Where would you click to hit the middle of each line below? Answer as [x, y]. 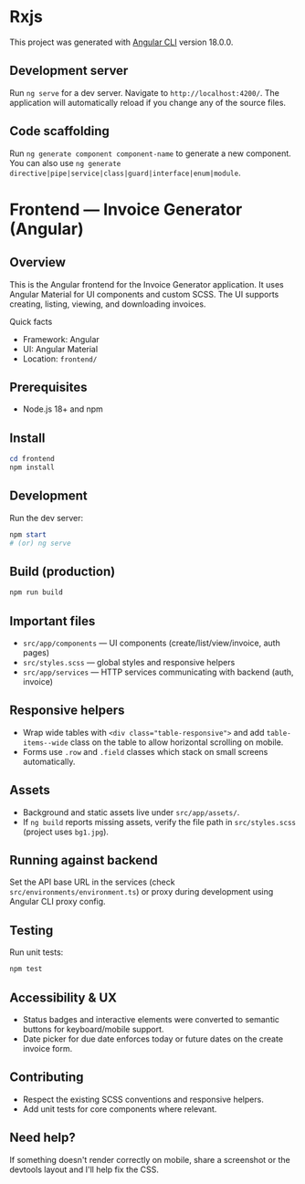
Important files [53, 621]
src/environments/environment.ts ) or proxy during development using [142, 892]
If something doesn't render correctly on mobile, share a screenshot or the [150, 1159]
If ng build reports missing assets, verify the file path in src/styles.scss [159, 822]
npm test [26, 969]
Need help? [42, 1138]
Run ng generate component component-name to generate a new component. [151, 153]
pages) [36, 653]
